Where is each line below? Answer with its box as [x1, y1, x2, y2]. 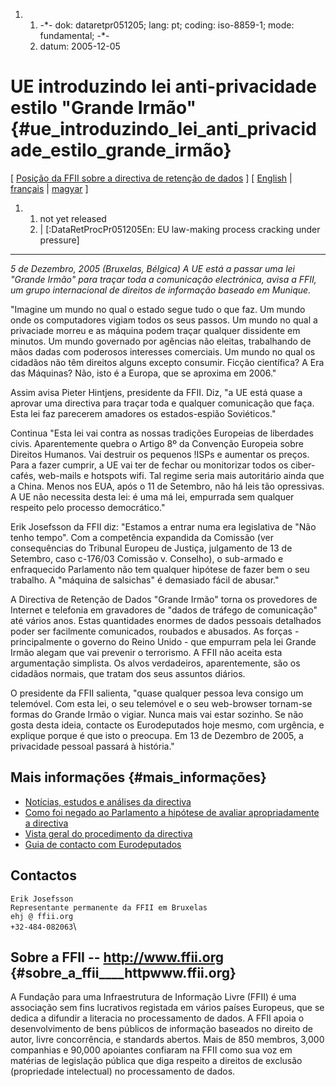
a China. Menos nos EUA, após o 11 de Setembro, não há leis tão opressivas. [10, 480, 325, 492]
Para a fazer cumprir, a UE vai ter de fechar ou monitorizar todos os [10, 459, 289, 471]
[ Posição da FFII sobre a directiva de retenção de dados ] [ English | [10, 172, 293, 184]
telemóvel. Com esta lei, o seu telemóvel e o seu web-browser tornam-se [10, 697, 313, 709]
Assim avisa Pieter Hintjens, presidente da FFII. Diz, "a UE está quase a [10, 386, 303, 398]
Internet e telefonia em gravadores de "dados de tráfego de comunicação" [10, 604, 318, 616]
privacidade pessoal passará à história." [10, 740, 175, 752]
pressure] [39, 234, 80, 246]
